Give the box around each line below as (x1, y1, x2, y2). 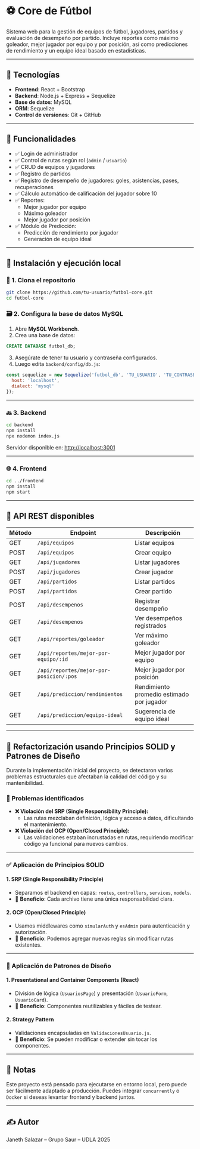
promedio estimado (135, 690, 189, 698)
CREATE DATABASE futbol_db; (6, 343, 76, 349)
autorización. (14, 928, 48, 935)
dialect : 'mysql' (11, 383, 55, 389)
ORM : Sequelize (14, 104, 55, 112)
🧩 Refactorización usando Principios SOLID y (6, 741, 176, 751)
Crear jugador (135, 568, 174, 576)
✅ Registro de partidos (14, 170, 71, 177)
